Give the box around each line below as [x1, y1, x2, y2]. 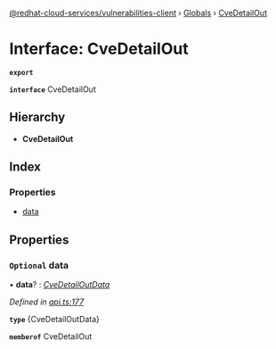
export [9, 68, 34, 77]
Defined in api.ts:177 [9, 296, 85, 307]
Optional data [9, 259, 69, 271]
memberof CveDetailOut [9, 331, 93, 342]
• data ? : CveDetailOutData [9, 279, 110, 290]
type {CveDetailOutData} [9, 314, 101, 325]
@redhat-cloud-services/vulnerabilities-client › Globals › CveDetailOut [9, 8, 267, 18]
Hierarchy [9, 110, 66, 125]
